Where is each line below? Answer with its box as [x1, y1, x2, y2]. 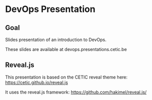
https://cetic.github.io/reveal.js [5, 79, 68, 85]
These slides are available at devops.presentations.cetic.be [5, 46, 127, 52]
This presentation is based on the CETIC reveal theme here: [5, 74, 128, 80]
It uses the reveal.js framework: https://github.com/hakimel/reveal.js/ [5, 89, 147, 95]
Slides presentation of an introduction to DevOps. [5, 36, 107, 42]
